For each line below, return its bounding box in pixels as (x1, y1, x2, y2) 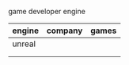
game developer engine (8, 7, 85, 16)
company (46, 25, 83, 36)
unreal (12, 38, 36, 49)
